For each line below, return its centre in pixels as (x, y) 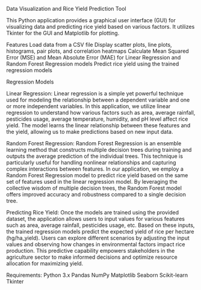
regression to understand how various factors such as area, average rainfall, (101, 113)
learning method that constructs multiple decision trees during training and (99, 150)
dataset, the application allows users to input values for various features (96, 219)
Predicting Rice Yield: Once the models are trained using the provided (93, 212)
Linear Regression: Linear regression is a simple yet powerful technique (95, 93)
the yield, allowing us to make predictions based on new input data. (90, 132)
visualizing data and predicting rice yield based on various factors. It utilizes (100, 27)
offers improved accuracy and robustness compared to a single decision (96, 194)
